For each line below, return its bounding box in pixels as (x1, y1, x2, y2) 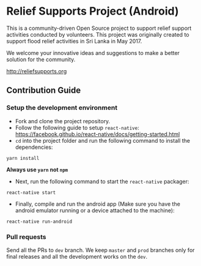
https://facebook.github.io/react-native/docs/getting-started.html (15, 130, 180, 138)
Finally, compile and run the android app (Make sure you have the (15, 200, 180, 207)
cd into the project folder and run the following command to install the (15, 137, 191, 144)
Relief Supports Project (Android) (6, 4, 179, 18)
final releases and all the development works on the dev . (6, 253, 148, 260)
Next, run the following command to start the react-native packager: (15, 178, 189, 185)
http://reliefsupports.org (6, 67, 67, 74)
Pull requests (6, 232, 46, 241)
